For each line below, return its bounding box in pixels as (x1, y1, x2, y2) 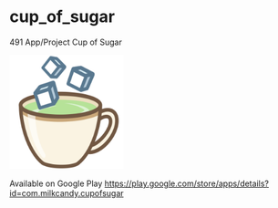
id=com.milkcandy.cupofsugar (9, 187, 125, 198)
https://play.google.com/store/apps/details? (104, 178, 269, 189)
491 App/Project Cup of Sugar (9, 36, 123, 47)
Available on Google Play (9, 178, 103, 189)
